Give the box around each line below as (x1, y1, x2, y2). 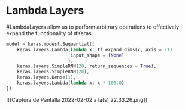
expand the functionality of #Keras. (6, 29, 93, 36)
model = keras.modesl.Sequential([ (6, 41, 95, 47)
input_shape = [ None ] (70, 52, 125, 58)
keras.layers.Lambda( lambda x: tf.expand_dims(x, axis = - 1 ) (17, 46, 172, 52)
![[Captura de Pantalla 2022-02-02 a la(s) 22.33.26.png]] (6, 96, 148, 103)
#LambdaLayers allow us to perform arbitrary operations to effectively (6, 23, 180, 30)
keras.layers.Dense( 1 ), (17, 74, 77, 80)
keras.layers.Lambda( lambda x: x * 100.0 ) (17, 80, 125, 86)
